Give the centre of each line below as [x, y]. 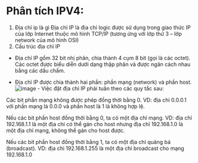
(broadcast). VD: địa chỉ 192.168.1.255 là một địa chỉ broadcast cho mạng [95, 148]
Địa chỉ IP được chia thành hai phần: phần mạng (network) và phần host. [103, 82]
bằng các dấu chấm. [40, 70]
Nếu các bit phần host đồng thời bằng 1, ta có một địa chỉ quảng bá [89, 142]
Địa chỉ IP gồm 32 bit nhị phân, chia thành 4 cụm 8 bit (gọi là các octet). [103, 58]
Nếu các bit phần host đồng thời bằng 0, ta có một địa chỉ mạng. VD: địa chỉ [99, 118]
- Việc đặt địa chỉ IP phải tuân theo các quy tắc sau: [101, 88]
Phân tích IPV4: [45, 11]
